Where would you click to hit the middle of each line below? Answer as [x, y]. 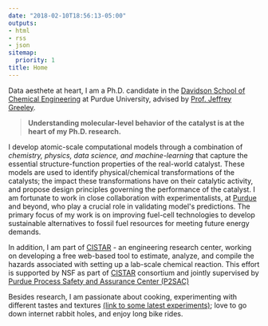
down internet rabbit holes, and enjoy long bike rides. [96, 313]
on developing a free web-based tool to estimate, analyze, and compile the [131, 256]
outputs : [23, 23]
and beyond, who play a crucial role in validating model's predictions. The [130, 206]
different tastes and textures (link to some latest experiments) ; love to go [128, 305]
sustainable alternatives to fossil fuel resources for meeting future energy [129, 223]
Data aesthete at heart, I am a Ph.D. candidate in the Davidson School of [127, 90]
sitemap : [23, 53]
